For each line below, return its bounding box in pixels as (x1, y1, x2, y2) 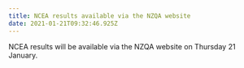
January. (8, 50, 38, 60)
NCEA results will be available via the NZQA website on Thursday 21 (8, 41, 236, 51)
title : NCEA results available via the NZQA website (8, 11, 191, 20)
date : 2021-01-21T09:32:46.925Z (8, 19, 118, 28)
